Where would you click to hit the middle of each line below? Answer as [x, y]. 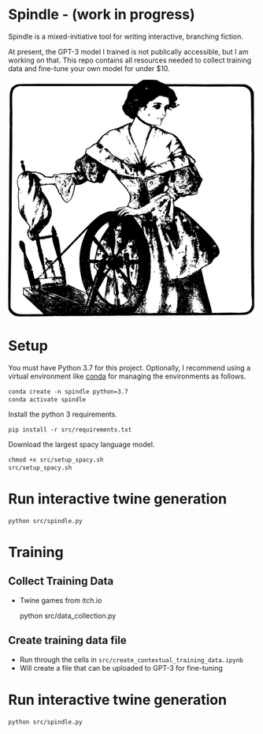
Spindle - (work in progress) [102, 15]
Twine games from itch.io [61, 600]
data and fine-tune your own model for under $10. [89, 68]
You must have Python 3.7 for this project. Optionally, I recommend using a [130, 367]
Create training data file [68, 640]
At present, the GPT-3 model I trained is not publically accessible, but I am [128, 51]
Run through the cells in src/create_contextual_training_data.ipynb [131, 659]
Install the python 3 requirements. [63, 414]
